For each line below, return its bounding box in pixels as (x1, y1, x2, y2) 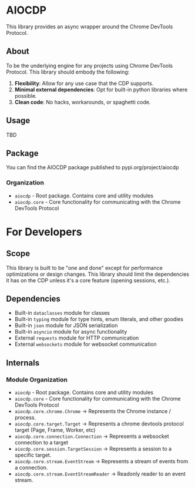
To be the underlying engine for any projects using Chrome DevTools (6, 62, 173, 69)
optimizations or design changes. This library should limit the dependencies (6, 271, 190, 278)
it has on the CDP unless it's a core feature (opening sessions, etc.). (6, 276, 170, 283)
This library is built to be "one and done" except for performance (6, 264, 163, 271)
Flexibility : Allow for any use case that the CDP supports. (14, 80, 154, 87)
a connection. (14, 464, 48, 471)
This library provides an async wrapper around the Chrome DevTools (6, 23, 173, 30)
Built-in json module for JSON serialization (14, 322, 118, 329)
